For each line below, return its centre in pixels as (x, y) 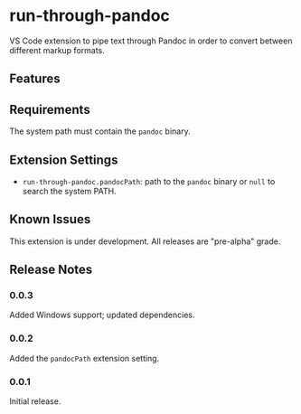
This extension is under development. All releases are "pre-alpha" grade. (145, 241)
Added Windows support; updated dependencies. (102, 315)
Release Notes (51, 270)
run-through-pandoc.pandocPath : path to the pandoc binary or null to (149, 181)
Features (35, 79)
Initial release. (35, 401)
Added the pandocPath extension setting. (85, 358)
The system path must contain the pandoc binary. (100, 131)
